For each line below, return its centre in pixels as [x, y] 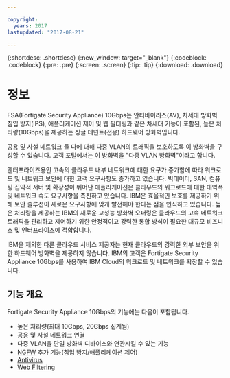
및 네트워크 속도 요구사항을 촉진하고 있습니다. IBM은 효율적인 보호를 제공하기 [110, 196]
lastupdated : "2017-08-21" [46, 32]
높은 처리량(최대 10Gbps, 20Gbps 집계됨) [73, 327]
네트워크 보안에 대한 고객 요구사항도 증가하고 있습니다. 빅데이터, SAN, [115, 178]
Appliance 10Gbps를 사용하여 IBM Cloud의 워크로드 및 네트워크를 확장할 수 [109, 262]
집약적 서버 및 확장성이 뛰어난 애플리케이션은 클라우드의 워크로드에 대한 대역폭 [119, 187]
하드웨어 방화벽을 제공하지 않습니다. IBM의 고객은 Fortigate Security [106, 253]
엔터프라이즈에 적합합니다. [57, 230]
